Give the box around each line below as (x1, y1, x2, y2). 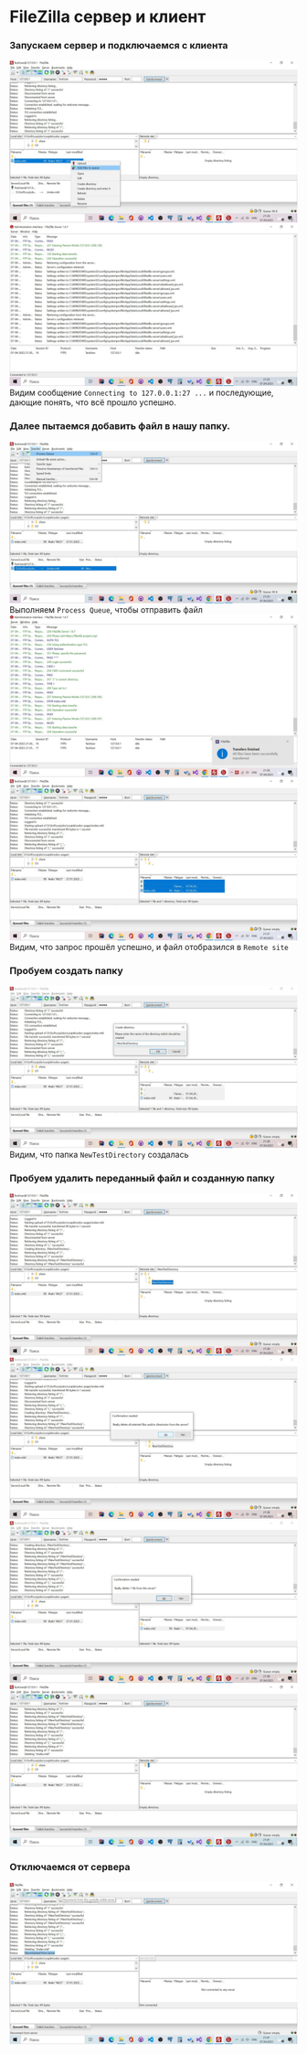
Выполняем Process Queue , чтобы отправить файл (9, 604, 203, 615)
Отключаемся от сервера (9, 1861, 131, 1874)
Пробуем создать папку (9, 965, 123, 978)
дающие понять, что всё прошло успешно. (9, 397, 176, 408)
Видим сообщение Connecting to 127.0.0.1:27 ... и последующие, (9, 387, 274, 399)
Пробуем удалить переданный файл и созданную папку (9, 1172, 276, 1184)
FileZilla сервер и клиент (9, 6, 206, 27)
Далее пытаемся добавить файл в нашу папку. (9, 420, 231, 433)
